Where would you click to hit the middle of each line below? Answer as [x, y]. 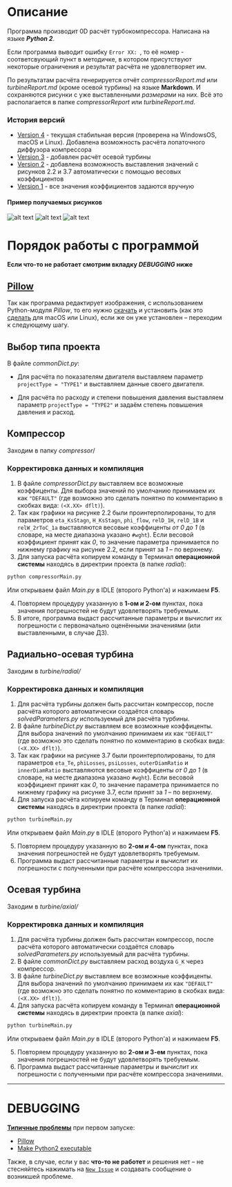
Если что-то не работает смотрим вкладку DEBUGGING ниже [100, 265]
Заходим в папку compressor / [51, 450]
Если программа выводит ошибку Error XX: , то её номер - [96, 52]
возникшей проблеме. [40, 1176]
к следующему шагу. [38, 325]
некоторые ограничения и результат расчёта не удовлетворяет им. [107, 66]
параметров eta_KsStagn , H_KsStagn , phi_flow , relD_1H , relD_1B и [110, 520]
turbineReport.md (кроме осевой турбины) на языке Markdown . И [104, 87]
